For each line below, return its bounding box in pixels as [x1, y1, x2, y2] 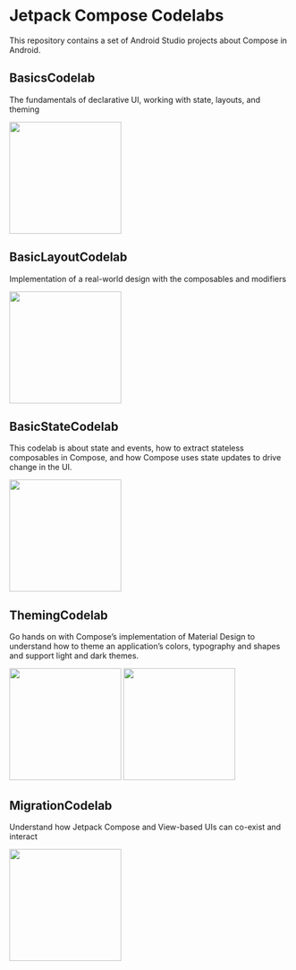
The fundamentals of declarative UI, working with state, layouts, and [9, 94, 261, 105]
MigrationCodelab [9, 798, 113, 813]
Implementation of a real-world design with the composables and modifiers [9, 273, 287, 284]
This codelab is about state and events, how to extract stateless [9, 442, 244, 453]
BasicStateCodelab [9, 418, 119, 434]
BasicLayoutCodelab [9, 250, 128, 265]
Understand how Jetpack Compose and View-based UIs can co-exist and [9, 821, 282, 832]
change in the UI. [9, 462, 72, 473]
